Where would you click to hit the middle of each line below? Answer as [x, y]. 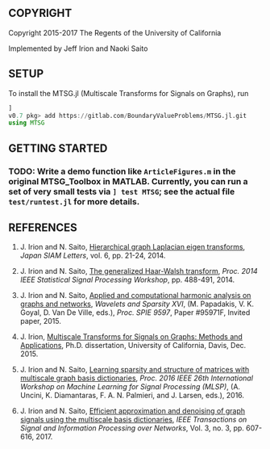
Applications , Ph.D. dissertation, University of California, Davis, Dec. [133, 346]
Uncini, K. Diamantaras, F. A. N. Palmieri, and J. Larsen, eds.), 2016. [132, 396]
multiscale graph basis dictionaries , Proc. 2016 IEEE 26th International [137, 378]
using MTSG [27, 123]
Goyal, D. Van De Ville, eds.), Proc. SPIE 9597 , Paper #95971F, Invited [135, 313]
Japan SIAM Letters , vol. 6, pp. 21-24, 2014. [93, 256]
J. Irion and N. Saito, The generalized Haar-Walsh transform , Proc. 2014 [139, 271]
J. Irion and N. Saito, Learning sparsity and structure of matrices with [135, 370]
